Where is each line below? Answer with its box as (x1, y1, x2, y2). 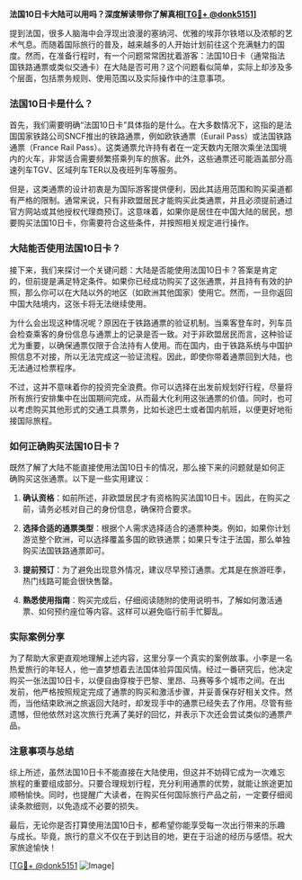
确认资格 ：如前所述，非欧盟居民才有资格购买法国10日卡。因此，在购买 (22, 492, 283, 503)
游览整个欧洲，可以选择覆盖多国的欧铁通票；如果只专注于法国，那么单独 (22, 534, 290, 544)
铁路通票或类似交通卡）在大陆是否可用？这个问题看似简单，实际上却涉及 (16, 62, 285, 72)
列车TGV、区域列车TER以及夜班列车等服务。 (16, 165, 182, 175)
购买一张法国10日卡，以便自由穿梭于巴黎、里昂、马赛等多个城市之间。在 (9, 675, 278, 687)
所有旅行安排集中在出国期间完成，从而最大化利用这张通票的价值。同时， (9, 392, 277, 403)
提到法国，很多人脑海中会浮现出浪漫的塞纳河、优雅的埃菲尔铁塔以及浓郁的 (9, 28, 285, 39)
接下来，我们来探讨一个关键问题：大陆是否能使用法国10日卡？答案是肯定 (9, 265, 278, 275)
